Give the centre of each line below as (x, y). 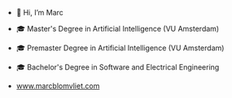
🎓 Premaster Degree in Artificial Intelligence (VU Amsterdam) (120, 48)
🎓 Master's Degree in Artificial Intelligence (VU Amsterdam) (118, 29)
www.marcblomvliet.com (58, 86)
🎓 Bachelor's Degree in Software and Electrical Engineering (118, 67)
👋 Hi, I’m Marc (39, 13)
